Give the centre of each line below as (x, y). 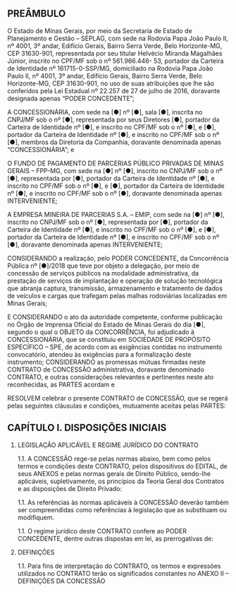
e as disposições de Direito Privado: (69, 488)
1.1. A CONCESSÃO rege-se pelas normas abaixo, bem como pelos (114, 458)
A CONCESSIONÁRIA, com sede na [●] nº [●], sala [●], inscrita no (105, 112)
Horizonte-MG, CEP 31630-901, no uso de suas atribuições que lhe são (111, 83)
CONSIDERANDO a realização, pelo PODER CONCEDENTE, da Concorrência (118, 258)
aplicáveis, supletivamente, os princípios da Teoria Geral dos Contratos (121, 481)
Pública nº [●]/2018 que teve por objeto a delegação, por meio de (103, 266)
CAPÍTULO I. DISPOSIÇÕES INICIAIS (87, 428)
